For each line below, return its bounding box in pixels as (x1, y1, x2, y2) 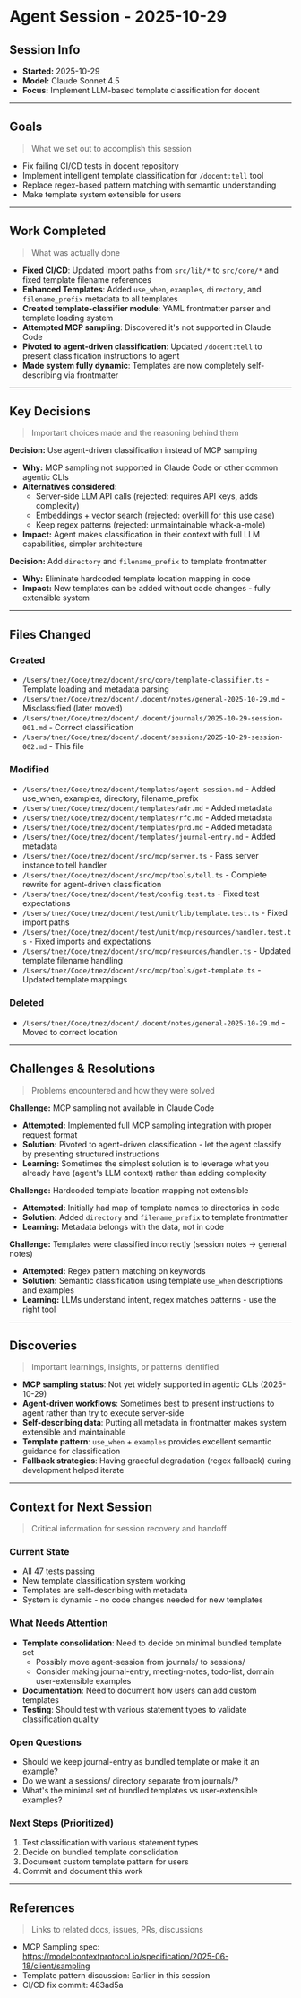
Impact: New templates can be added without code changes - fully (21, 583, 271, 594)
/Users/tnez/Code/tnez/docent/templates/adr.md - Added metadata (21, 803, 273, 814)
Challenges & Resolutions (9, 1061, 155, 1077)
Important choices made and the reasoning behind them (30, 428, 239, 439)
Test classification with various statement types (21, 1837, 199, 1848)
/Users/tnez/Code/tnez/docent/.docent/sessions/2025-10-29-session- (21, 733, 284, 742)
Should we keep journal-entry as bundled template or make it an (21, 1757, 260, 1767)
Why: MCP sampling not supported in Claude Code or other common (21, 462, 279, 473)
